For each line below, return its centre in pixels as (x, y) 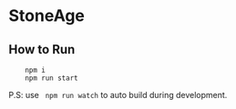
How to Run (42, 50)
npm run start (51, 78)
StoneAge (47, 16)
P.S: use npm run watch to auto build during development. (118, 95)
